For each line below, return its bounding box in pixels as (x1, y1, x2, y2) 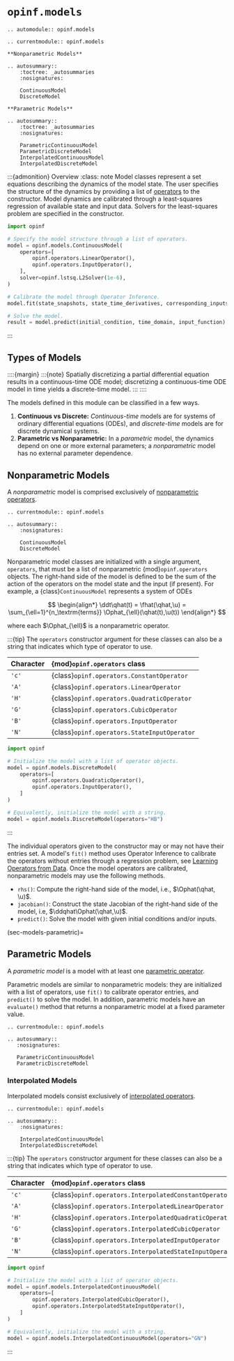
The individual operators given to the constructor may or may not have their (7, 842, 224, 850)
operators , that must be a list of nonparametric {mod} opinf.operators (7, 564, 208, 573)
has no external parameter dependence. (17, 449, 134, 458)
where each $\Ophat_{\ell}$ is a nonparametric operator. (7, 621, 170, 629)
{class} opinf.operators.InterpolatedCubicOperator (51, 1224, 221, 1233)
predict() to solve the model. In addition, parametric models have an (7, 995, 205, 1004)
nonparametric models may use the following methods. (7, 871, 166, 879)
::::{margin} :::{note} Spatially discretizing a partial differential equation (7, 370, 210, 378)
